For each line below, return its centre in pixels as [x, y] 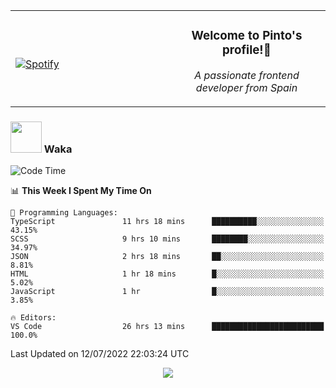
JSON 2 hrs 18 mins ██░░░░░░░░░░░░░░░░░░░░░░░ [167, 257]
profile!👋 [247, 50]
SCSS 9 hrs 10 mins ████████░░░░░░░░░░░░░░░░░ [167, 239]
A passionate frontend [247, 75]
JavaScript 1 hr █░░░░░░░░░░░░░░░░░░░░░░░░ [167, 292]
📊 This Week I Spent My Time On [81, 191]
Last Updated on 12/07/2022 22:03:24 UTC [100, 354]
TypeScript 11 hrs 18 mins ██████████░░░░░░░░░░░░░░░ [167, 222]
